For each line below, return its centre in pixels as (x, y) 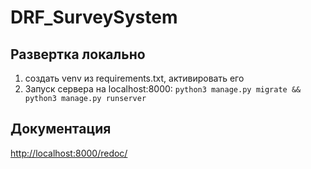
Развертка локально (78, 54)
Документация (61, 129)
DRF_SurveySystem (94, 17)
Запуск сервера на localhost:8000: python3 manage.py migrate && (163, 89)
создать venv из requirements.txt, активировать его (134, 78)
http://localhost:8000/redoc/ (69, 153)
